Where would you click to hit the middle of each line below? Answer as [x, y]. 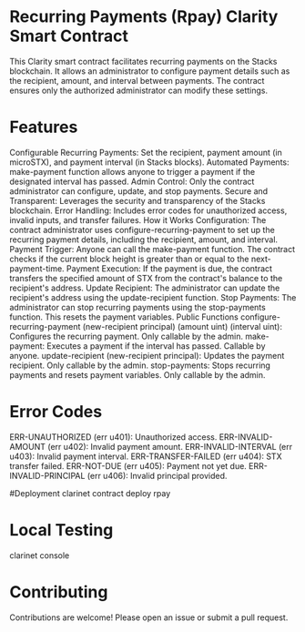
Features [44, 127]
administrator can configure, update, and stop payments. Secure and [139, 191]
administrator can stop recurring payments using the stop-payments [137, 307]
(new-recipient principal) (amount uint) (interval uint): [183, 326]
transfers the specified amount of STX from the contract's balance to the [146, 278]
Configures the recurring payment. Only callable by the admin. [127, 336]
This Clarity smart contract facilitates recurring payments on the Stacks [143, 61]
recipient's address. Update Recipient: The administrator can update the [145, 288]
